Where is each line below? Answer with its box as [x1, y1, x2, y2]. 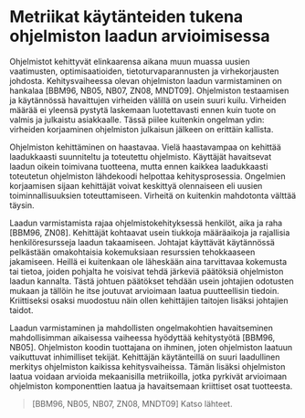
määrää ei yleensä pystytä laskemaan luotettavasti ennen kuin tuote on [9, 104, 277, 115]
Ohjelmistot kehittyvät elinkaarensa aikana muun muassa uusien [9, 56, 250, 67]
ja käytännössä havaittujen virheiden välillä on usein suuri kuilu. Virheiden [9, 94, 287, 106]
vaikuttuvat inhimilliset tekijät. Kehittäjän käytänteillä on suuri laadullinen [9, 351, 280, 362]
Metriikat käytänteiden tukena [9, 6, 244, 27]
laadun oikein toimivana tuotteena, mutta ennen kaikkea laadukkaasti [9, 161, 268, 172]
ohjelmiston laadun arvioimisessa [9, 26, 271, 47]
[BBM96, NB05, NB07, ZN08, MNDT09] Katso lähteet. [31, 398, 233, 409]
